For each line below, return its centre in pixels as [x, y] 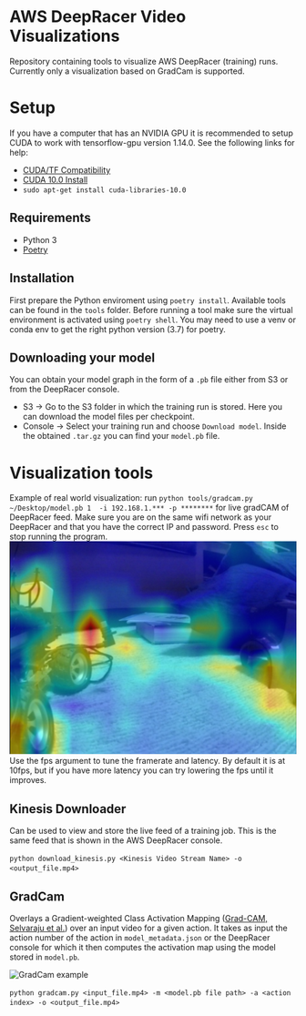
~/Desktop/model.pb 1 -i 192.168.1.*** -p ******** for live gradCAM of [149, 508]
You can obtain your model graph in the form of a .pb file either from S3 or [149, 380]
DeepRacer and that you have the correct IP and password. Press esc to [144, 527]
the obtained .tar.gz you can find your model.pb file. [121, 436]
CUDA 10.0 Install [55, 179]
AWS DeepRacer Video [98, 17]
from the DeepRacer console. [65, 390]
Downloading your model [82, 357]
